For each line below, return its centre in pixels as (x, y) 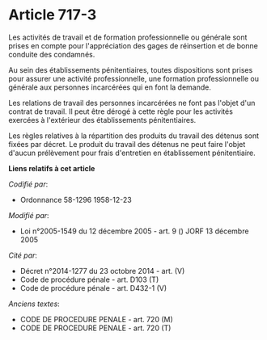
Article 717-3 (53, 15)
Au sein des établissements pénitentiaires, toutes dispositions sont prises (131, 69)
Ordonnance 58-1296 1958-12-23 (76, 199)
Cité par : (23, 255)
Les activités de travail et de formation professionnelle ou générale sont (128, 37)
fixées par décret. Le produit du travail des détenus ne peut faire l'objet (127, 144)
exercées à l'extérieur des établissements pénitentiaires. (102, 120)
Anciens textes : (34, 304)
